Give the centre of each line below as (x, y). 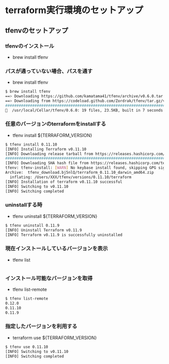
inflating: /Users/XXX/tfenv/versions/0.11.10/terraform (71, 177)
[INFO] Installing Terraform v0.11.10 (46, 149)
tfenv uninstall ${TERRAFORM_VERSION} (55, 216)
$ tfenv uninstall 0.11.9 (32, 225)
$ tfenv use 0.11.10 (27, 347)
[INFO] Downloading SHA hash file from (47, 163)
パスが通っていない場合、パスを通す (49, 71)
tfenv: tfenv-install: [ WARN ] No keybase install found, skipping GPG (81, 168)
